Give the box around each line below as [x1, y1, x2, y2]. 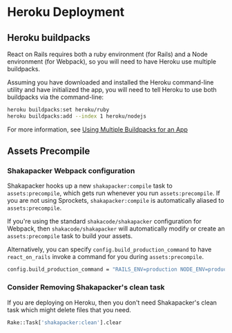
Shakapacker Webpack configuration [7, 166, 135, 176]
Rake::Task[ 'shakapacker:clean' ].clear [7, 319, 122, 326]
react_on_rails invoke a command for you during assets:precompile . [7, 253, 204, 261]
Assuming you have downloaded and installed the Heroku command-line [7, 78, 214, 87]
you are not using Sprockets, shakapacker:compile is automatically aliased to [7, 197, 224, 205]
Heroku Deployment [7, 4, 125, 20]
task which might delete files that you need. [7, 305, 131, 314]
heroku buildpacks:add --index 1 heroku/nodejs [7, 112, 147, 120]
